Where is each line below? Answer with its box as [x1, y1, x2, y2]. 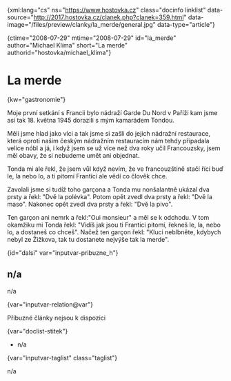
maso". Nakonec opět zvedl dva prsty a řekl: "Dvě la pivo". [7, 200, 173, 208]
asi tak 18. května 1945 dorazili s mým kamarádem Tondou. [7, 116, 174, 124]
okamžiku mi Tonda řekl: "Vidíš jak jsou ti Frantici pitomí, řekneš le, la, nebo [7, 220, 221, 229]
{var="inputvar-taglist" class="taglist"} [7, 353, 118, 362]
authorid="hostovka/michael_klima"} [7, 48, 112, 56]
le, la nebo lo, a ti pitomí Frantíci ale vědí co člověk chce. [7, 172, 168, 180]
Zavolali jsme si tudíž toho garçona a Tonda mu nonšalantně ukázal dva [7, 185, 210, 194]
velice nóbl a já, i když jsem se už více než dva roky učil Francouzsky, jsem [7, 144, 221, 152]
